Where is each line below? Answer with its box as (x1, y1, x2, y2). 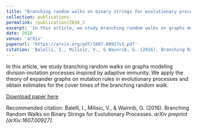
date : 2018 (6, 30, 33, 36)
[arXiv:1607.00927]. (6, 117, 54, 124)
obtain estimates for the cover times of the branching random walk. (6, 82, 169, 89)
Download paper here (6, 93, 59, 100)
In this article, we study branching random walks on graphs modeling (6, 63, 173, 70)
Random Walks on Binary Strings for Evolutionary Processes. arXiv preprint (6, 110, 188, 117)
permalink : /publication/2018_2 (6, 19, 85, 25)
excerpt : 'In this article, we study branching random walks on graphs (6, 25, 185, 31)
